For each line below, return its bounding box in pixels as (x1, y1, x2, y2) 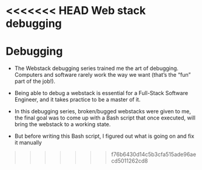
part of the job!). (14, 77, 56, 85)
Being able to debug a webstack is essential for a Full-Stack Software (14, 90, 189, 97)
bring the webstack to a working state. (14, 121, 111, 128)
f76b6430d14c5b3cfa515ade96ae (111, 151, 197, 158)
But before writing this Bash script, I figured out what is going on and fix (14, 132, 195, 140)
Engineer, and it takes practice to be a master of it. (14, 96, 141, 104)
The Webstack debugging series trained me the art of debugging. (14, 65, 179, 72)
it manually (14, 139, 42, 146)
